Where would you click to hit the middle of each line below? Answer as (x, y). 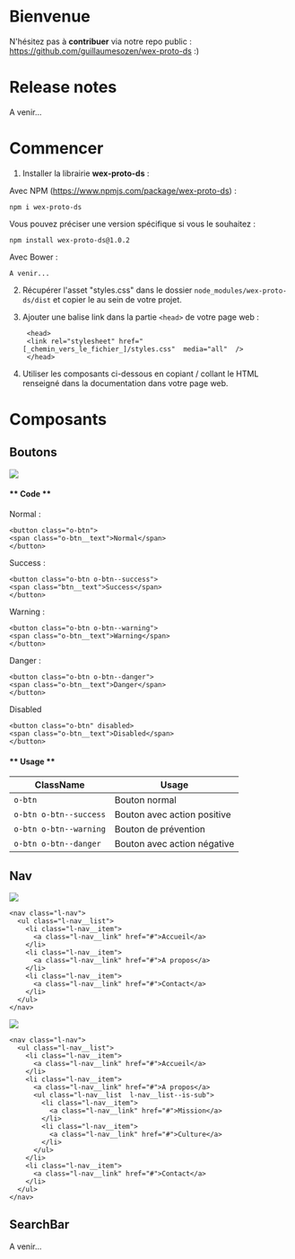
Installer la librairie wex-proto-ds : (86, 173)
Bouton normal (145, 800)
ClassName (60, 785)
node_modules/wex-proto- (240, 291)
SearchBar (39, 1224)
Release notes (63, 88)
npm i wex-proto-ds (46, 207)
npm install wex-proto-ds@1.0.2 (69, 240)
